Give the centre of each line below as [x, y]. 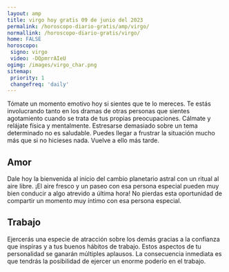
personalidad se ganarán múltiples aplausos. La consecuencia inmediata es [114, 253]
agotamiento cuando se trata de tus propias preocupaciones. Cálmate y [109, 119]
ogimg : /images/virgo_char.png [52, 65]
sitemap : [20, 71]
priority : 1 [27, 78]
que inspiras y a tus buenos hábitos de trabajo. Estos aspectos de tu [104, 246]
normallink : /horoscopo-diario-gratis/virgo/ [73, 33]
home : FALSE [24, 39]
